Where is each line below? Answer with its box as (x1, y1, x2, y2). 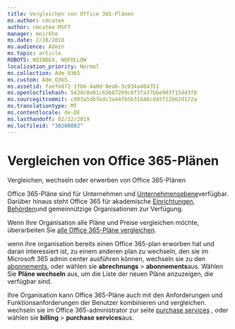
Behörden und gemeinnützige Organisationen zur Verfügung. (7, 204, 183, 213)
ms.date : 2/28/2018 (7, 37, 65, 44)
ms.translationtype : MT (7, 103, 78, 110)
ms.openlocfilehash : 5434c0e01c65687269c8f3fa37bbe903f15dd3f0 (7, 89, 198, 96)
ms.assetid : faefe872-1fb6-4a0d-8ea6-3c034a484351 (7, 83, 159, 90)
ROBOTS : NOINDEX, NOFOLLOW (7, 57, 87, 64)
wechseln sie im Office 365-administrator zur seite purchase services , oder (7, 306, 229, 315)
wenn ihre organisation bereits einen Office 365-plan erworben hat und (7, 240, 215, 248)
